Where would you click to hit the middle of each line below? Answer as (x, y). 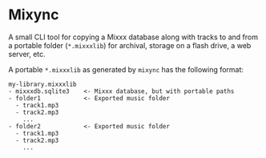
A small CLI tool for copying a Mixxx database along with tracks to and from (133, 37)
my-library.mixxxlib (43, 84)
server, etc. (27, 54)
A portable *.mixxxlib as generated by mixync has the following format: (126, 69)
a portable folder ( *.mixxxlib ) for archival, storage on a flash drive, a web (130, 45)
